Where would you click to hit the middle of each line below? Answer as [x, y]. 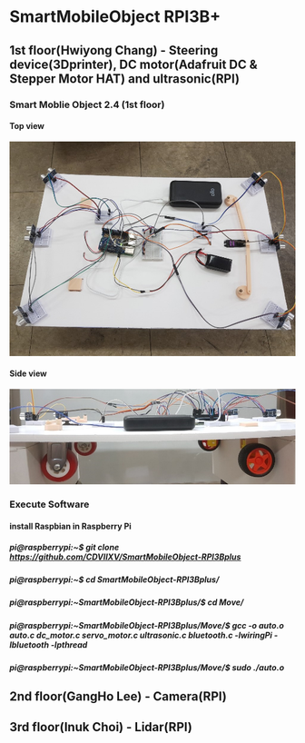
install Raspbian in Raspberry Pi [70, 526]
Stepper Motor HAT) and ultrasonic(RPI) [125, 79]
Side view [28, 373]
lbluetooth [30, 644]
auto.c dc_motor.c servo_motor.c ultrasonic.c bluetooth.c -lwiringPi [141, 635]
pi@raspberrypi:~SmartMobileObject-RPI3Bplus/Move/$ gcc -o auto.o [147, 625]
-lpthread [69, 644]
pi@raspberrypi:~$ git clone [64, 547]
